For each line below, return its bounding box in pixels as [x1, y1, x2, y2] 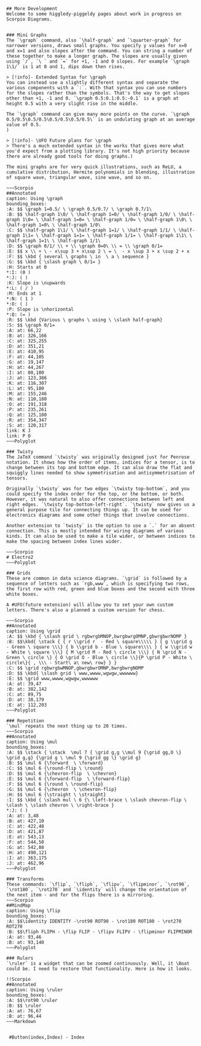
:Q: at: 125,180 [6, 412, 47, 418]
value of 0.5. [6, 122, 42, 128]
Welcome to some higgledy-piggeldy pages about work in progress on [6, 11, 182, 17]
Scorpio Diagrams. [6, 16, 52, 22]
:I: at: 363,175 [6, 855, 47, 861]
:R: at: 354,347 [6, 417, 47, 423]
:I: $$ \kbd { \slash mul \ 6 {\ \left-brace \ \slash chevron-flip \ [6, 797, 187, 803]
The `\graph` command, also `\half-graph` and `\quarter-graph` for [6, 37, 182, 43]
